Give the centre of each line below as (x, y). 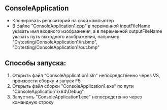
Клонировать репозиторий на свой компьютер (63, 20)
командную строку (33, 102)
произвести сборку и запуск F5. (47, 81)
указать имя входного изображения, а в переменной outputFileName (87, 31)
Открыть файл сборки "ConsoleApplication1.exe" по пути (73, 86)
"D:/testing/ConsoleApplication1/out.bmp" (56, 47)
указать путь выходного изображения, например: (66, 36)
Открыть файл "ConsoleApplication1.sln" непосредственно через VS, (86, 75)
